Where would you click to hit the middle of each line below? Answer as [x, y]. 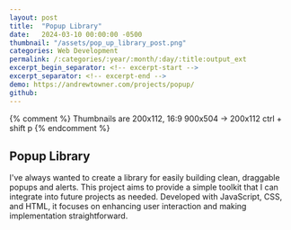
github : [24, 93]
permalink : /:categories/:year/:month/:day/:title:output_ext [128, 59]
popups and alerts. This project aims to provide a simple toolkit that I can [144, 187]
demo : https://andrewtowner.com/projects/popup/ [102, 84]
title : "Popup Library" [56, 26]
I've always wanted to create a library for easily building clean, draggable [145, 178]
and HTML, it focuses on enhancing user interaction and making [128, 207]
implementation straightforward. [69, 216]
